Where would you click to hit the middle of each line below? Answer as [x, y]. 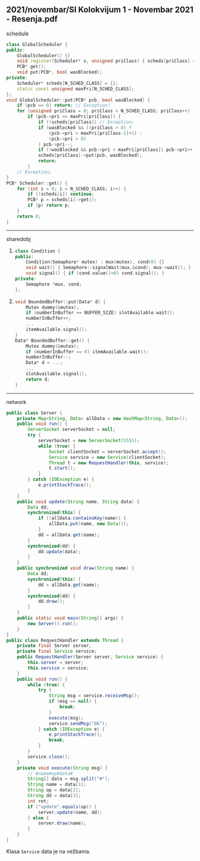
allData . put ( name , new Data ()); [89, 524]
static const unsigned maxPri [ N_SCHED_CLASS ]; [76, 89]
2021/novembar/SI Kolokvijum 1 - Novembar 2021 [100, 10]
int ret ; [38, 801]
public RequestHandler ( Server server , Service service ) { [90, 657]
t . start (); [62, 468]
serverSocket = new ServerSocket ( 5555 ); [89, 441]
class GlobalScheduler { [37, 44]
